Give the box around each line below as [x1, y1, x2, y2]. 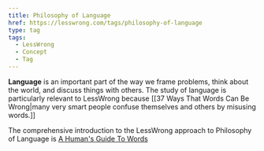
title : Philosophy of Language [8, 11, 111, 20]
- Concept [15, 48, 47, 56]
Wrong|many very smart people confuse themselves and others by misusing [8, 101, 256, 111]
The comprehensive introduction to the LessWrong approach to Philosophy [8, 125, 252, 134]
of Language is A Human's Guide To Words [8, 134, 148, 143]
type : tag [8, 26, 41, 34]
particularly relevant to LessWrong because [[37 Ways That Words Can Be [8, 94, 250, 103]
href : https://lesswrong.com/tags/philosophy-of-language [8, 19, 203, 27]
